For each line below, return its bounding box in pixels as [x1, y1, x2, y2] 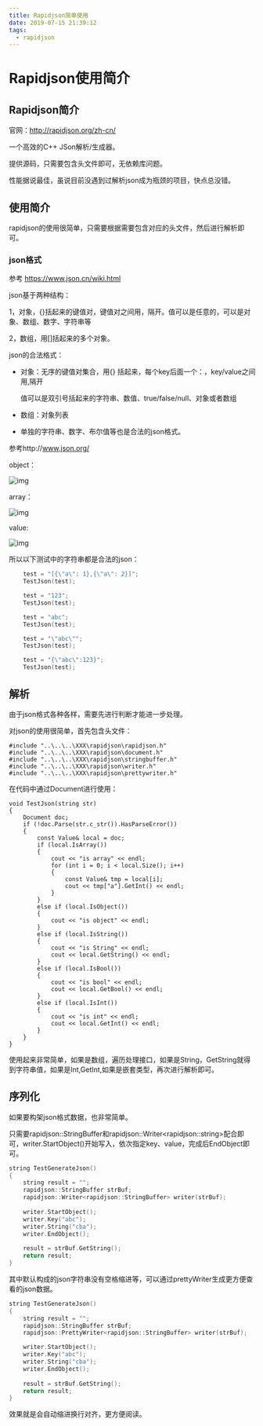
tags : [9, 26, 27, 34]
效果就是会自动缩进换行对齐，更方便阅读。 [9, 1410, 146, 1419]
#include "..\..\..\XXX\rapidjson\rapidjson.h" [9, 741, 168, 750]
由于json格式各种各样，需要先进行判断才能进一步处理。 [9, 709, 187, 718]
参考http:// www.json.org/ [9, 444, 90, 453]
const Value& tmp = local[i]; [64, 875, 164, 883]
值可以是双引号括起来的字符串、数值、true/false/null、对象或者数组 [20, 393, 237, 403]
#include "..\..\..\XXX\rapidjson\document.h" [9, 748, 164, 756]
